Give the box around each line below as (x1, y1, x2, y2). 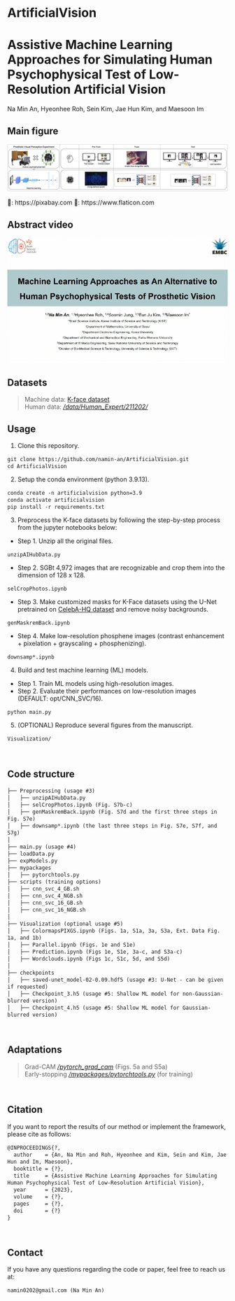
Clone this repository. (17, 442, 80, 450)
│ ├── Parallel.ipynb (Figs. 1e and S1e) (7, 941, 136, 949)
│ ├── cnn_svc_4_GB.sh (7, 885, 80, 893)
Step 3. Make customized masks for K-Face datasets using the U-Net (17, 598, 217, 606)
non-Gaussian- (182, 990, 224, 998)
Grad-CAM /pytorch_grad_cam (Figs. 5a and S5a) (24, 1062, 168, 1071)
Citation (7, 1104, 43, 1116)
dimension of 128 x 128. (17, 571, 86, 579)
